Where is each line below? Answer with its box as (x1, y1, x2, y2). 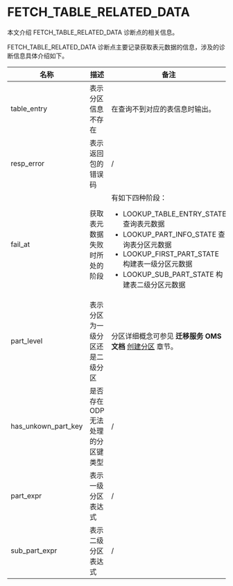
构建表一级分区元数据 (123, 259, 193, 269)
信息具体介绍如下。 (12, 52, 68, 60)
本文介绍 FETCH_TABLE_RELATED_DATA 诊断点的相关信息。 (7, 28, 179, 36)
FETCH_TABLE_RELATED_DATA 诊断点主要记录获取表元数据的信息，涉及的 (7, 42, 220, 51)
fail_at (10, 239, 30, 249)
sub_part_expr (10, 546, 58, 555)
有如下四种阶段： (110, 193, 167, 203)
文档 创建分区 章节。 (110, 342, 178, 351)
